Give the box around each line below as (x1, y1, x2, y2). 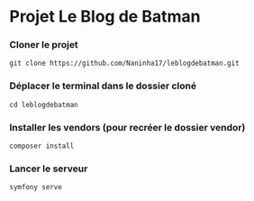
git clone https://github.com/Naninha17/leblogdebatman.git (9, 59, 240, 69)
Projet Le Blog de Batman (9, 6, 201, 27)
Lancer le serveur (9, 162, 88, 175)
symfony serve (9, 183, 63, 192)
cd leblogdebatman (9, 100, 78, 109)
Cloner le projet (9, 39, 78, 51)
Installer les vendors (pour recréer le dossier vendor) (9, 121, 246, 133)
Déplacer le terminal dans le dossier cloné (9, 79, 196, 92)
